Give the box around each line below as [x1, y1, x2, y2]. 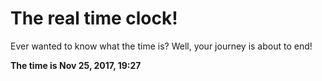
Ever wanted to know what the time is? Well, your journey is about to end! [10, 40, 313, 52]
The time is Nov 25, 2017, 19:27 [10, 59, 142, 71]
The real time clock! [10, 7, 178, 30]
